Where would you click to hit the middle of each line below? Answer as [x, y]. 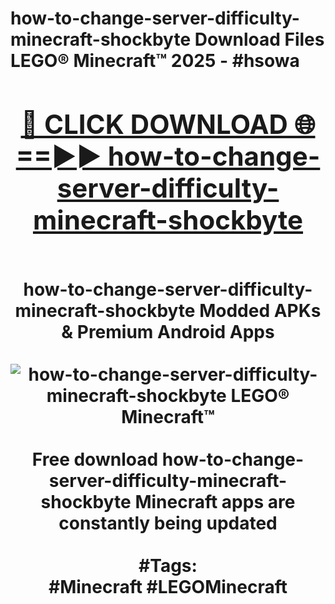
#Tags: [168, 565]
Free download [95, 459]
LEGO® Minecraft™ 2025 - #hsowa [155, 61]
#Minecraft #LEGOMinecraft [168, 586]
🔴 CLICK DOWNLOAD [154, 124]
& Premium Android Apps [168, 331]
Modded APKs [260, 310]
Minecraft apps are [215, 501]
